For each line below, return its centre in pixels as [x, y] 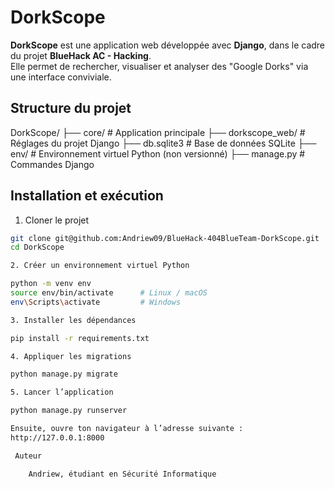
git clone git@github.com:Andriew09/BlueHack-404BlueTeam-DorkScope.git [165, 238]
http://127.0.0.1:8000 [57, 437]
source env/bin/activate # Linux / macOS [109, 293]
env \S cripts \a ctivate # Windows [96, 302]
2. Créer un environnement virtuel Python [100, 266]
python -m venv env [51, 284]
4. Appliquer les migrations [71, 356]
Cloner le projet [57, 220]
